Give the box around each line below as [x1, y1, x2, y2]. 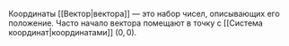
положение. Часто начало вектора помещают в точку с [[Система [8, 18, 264, 28]
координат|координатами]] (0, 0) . [8, 27, 137, 37]
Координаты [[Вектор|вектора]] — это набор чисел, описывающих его [8, 9, 280, 19]
